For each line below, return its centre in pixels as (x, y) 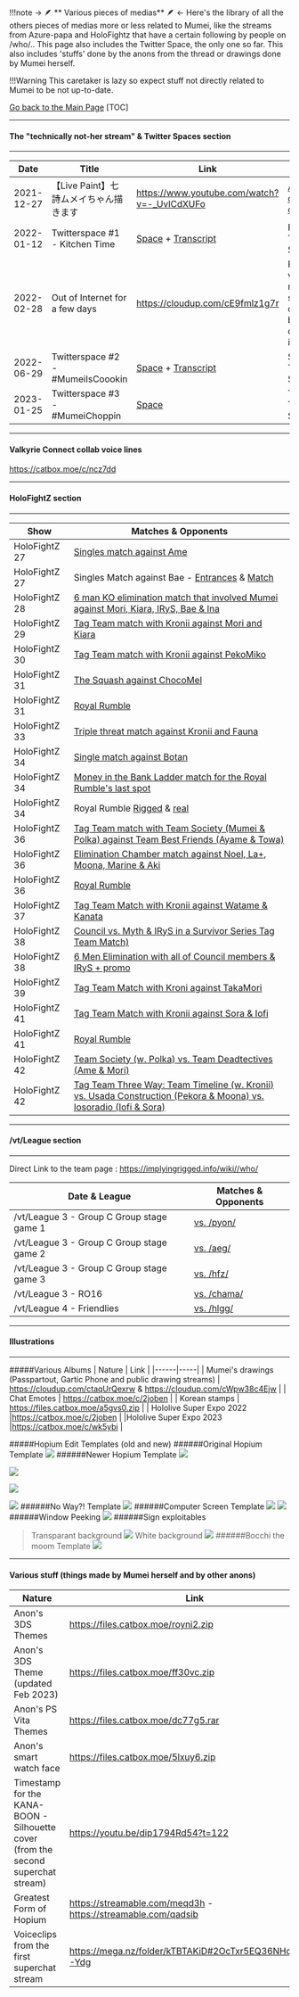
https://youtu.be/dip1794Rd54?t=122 (149, 1833)
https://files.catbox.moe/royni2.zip (141, 1624)
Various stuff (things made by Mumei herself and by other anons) (133, 1575)
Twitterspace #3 (85, 393)
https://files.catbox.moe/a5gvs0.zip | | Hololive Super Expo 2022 (128, 1408)
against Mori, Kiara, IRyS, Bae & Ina (147, 608)
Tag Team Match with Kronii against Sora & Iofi (171, 1013)
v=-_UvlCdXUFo (171, 204)
